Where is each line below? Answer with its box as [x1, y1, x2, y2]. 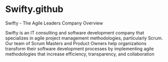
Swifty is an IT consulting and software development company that [5, 29, 144, 35]
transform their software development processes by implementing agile [5, 45, 154, 51]
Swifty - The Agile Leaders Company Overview [5, 20, 103, 26]
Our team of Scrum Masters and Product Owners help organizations [5, 40, 147, 46]
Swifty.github [5, 3, 64, 15]
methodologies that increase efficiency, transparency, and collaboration [5, 51, 155, 57]
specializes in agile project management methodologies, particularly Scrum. [5, 35, 163, 41]
